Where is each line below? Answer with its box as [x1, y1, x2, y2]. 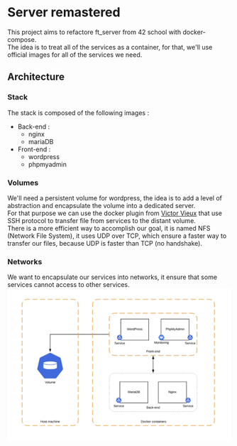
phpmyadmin [28, 160, 67, 168]
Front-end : [17, 145, 51, 153]
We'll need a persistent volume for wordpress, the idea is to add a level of [7, 193, 222, 202]
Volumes [7, 178, 39, 187]
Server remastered [7, 4, 121, 21]
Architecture [7, 71, 65, 83]
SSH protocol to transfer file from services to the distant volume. [7, 216, 197, 224]
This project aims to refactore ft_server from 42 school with [7, 28, 182, 36]
